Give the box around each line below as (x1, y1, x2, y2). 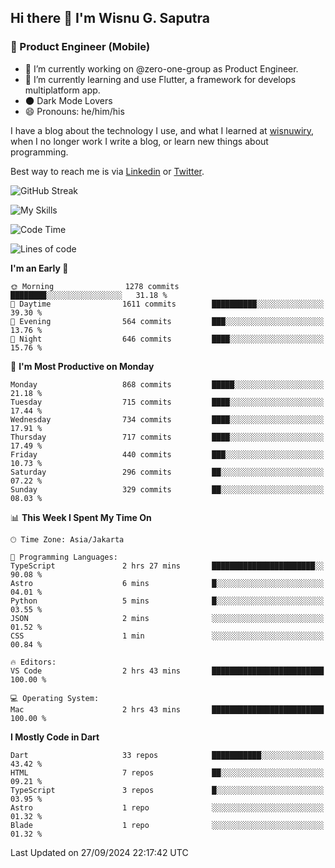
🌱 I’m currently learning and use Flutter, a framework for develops (24, 73, 297, 85)
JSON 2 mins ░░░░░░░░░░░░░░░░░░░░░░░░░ (10, 613, 325, 623)
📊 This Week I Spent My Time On (10, 511, 152, 523)
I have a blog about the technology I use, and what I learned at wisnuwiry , (10, 124, 315, 136)
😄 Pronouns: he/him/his (24, 105, 125, 117)
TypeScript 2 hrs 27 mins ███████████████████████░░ (10, 561, 325, 571)
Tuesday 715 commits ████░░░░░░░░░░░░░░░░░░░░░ (10, 397, 325, 407)
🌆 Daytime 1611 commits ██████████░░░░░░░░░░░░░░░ (10, 299, 325, 309)
